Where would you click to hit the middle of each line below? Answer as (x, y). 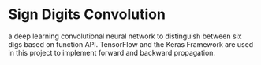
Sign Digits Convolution (87, 14)
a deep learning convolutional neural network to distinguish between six (125, 36)
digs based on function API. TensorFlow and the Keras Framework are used (131, 44)
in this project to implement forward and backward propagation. (112, 52)
